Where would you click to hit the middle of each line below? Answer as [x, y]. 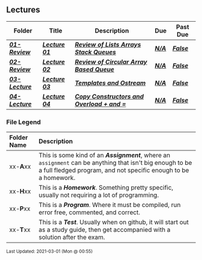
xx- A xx [20, 167]
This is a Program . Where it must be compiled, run [110, 205]
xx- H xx [20, 191]
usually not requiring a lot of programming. [99, 195]
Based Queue [95, 69]
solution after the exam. [72, 237]
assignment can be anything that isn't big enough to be [115, 163]
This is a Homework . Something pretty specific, [106, 188]
